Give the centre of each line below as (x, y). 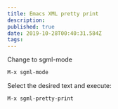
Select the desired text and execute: (60, 86)
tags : (15, 40)
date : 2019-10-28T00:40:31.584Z (54, 33)
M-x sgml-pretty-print (40, 99)
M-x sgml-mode (28, 73)
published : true (31, 27)
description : (26, 20)
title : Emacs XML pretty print (53, 14)
